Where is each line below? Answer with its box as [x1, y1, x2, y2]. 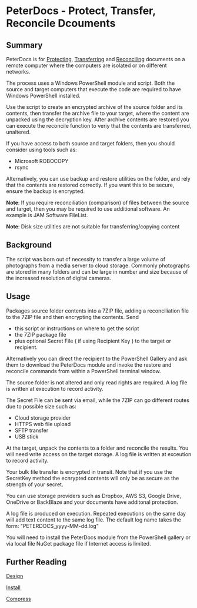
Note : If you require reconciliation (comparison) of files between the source [6, 199, 189, 206]
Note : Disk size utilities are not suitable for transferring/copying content [6, 223, 180, 230]
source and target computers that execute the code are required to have [6, 86, 181, 92]
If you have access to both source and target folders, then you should [6, 140, 175, 147]
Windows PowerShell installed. [6, 92, 81, 99]
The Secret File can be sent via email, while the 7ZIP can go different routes [6, 396, 190, 404]
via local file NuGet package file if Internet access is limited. [6, 540, 151, 547]
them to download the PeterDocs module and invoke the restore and [6, 361, 172, 368]
